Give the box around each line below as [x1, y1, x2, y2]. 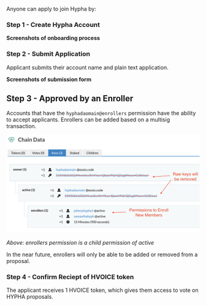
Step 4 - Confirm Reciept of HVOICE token [6, 272, 134, 281]
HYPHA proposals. [6, 293, 53, 300]
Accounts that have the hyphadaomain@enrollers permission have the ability [6, 110, 196, 117]
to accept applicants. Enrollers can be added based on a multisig [6, 116, 170, 123]
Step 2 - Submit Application [6, 50, 91, 58]
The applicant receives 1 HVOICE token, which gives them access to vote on [6, 286, 199, 294]
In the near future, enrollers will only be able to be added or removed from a [6, 251, 198, 258]
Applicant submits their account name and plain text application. [6, 64, 169, 71]
